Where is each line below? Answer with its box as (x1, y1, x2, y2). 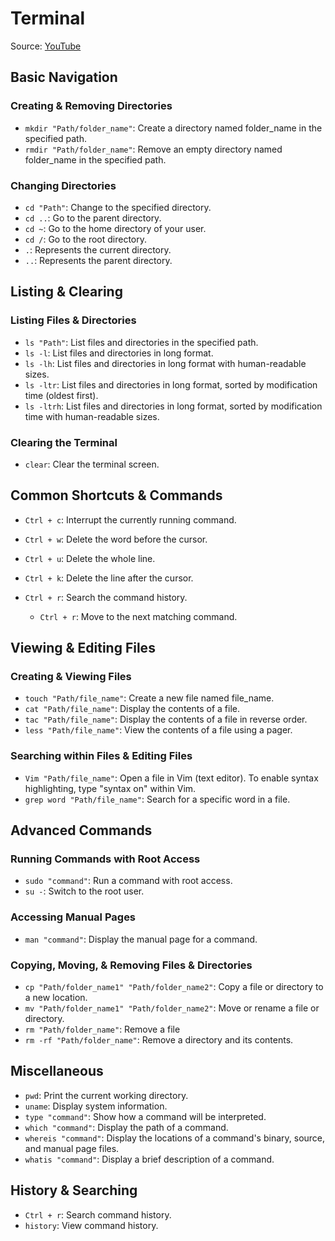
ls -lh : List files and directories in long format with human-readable (24, 357, 307, 369)
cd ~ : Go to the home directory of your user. (24, 222, 207, 234)
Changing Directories (10, 178, 117, 192)
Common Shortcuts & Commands (10, 487, 223, 504)
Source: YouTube (10, 40, 82, 52)
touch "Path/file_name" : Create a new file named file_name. (24, 692, 275, 704)
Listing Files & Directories (10, 313, 137, 327)
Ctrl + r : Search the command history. (24, 591, 188, 603)
